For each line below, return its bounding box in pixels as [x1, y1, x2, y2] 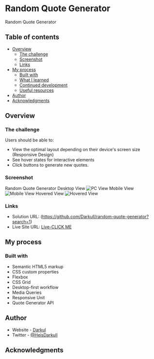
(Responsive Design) [12, 152, 54, 158]
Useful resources [19, 87, 54, 93]
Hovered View [35, 190, 64, 196]
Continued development [19, 82, 68, 88]
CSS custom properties [12, 269, 59, 274]
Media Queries [12, 290, 42, 295]
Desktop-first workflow [12, 284, 59, 290]
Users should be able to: [5, 137, 54, 143]
